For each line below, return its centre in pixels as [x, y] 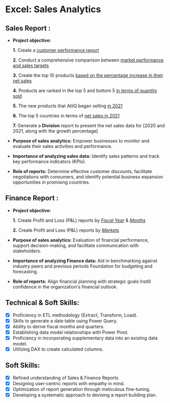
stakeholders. [27, 251]
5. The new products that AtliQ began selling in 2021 [68, 106]
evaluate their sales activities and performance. [62, 146]
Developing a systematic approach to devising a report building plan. [85, 395]
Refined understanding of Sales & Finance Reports [65, 378]
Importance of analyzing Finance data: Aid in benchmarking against [85, 261]
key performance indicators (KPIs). [49, 162]
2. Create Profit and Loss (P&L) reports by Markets [66, 230]
